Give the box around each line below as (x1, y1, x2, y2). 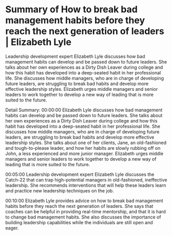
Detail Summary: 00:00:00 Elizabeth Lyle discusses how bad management (5, 107, 163, 113)
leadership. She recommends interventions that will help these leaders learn (5, 182, 166, 188)
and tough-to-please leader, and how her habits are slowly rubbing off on (5, 145, 161, 151)
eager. (5, 225, 19, 231)
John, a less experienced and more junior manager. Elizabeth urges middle (5, 150, 163, 156)
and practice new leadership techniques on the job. (5, 187, 114, 193)
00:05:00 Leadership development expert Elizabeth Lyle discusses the (5, 171, 155, 178)
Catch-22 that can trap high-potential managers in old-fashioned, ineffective (5, 176, 167, 183)
